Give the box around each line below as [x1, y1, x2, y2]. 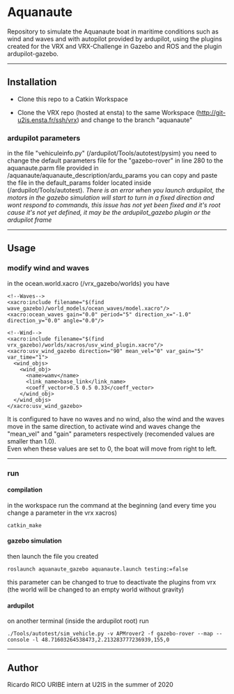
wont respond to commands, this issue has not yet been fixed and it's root [7, 201, 221, 209]
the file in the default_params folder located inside [7, 179, 152, 187]
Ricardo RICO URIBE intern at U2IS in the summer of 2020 [7, 681, 174, 689]
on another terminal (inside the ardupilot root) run [7, 617, 150, 625]
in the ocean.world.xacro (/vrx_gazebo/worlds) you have [7, 279, 170, 287]
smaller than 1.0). [7, 437, 56, 445]
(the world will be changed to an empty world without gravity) [7, 585, 185, 594]
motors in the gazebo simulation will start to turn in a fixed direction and [7, 193, 214, 202]
